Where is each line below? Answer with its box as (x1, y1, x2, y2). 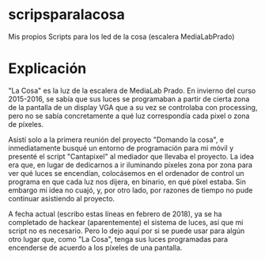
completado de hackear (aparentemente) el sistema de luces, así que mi (8, 217, 244, 227)
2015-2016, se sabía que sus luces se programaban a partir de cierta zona (8, 94, 250, 104)
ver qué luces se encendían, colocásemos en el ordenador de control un (8, 168, 244, 178)
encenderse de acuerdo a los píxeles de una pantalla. (8, 243, 183, 252)
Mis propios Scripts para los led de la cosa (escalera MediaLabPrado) (8, 32, 235, 41)
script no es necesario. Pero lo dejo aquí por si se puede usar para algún (8, 226, 245, 235)
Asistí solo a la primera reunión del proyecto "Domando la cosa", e (8, 135, 224, 144)
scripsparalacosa (8, 6, 125, 24)
